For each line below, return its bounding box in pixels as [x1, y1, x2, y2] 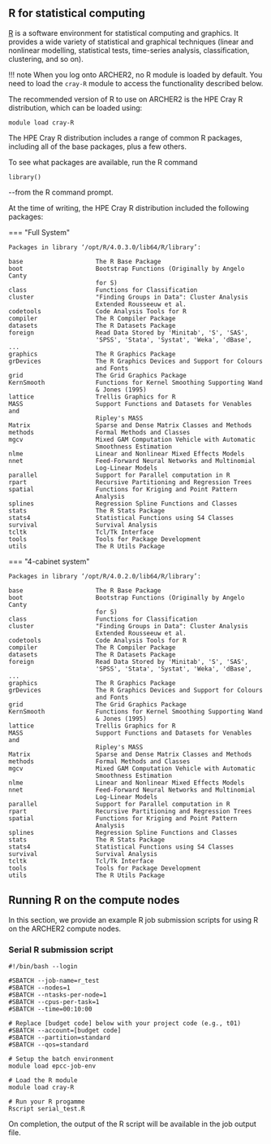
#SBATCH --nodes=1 [8, 984, 71, 992]
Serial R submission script [8, 944, 114, 955]
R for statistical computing [8, 7, 146, 20]
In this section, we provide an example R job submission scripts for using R [8, 915, 259, 924]
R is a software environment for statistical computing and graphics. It [8, 28, 239, 37]
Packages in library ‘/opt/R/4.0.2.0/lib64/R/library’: [8, 572, 201, 580]
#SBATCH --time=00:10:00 [8, 1005, 92, 1013]
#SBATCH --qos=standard [8, 1041, 89, 1049]
